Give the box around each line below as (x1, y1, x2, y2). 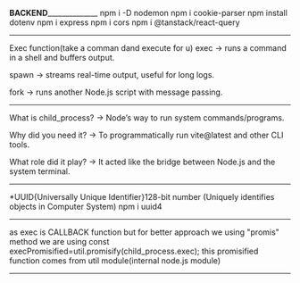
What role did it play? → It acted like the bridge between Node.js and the (9, 156, 276, 167)
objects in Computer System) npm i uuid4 (9, 201, 162, 212)
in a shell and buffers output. (9, 53, 115, 62)
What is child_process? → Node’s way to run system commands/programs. (9, 112, 285, 123)
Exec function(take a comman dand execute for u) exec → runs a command (9, 43, 287, 53)
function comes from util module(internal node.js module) (9, 255, 221, 266)
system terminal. (9, 166, 71, 177)
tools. (9, 139, 30, 150)
